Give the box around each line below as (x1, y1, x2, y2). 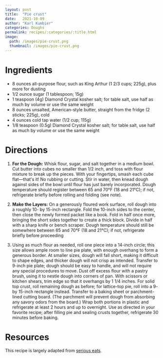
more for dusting (12, 86, 46, 92)
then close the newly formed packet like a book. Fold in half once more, (12, 211, 156, 217)
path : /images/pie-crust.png (9, 39, 69, 44)
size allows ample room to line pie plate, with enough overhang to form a (12, 247, 158, 253)
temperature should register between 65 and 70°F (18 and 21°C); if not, (12, 187, 155, 192)
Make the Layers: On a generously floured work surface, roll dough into (12, 201, 157, 207)
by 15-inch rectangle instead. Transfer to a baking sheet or (12, 289, 130, 295)
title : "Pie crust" (5, 12, 47, 17)
